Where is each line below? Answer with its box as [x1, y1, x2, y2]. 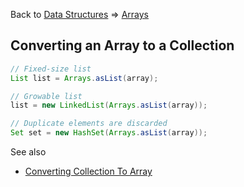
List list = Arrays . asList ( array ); [10, 73, 159, 83]
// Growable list [10, 91, 83, 101]
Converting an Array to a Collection [10, 37, 235, 54]
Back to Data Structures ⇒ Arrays [10, 9, 149, 20]
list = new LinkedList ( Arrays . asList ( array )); [10, 100, 208, 111]
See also [10, 146, 47, 158]
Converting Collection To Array [24, 165, 153, 178]
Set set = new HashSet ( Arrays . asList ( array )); [10, 128, 208, 138]
